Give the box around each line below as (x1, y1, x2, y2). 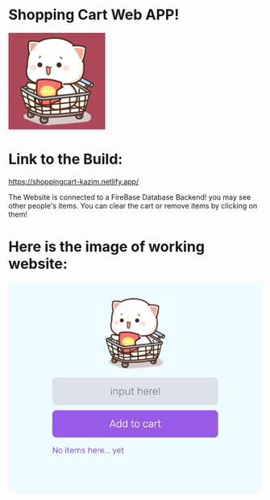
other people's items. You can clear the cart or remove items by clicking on (8, 200, 258, 210)
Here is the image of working (8, 238, 206, 256)
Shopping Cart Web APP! (8, 6, 180, 24)
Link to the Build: (8, 151, 123, 168)
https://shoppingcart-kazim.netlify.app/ (8, 176, 139, 186)
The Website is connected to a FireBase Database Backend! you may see (8, 192, 251, 202)
